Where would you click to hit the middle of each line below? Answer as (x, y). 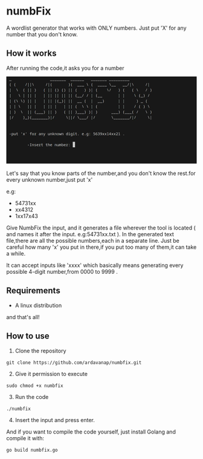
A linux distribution (38, 305)
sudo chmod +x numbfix (35, 386)
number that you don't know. (42, 34)
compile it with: (25, 438)
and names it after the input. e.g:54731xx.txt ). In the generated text (90, 234)
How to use (28, 336)
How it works (31, 54)
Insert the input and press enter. (55, 420)
